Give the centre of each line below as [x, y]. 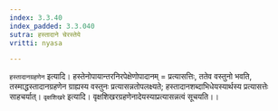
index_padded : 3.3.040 [52, 26]
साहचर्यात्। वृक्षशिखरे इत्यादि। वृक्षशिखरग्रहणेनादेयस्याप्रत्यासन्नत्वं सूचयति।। [114, 97]
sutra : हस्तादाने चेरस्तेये [45, 34]
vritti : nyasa [36, 43]
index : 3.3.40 [36, 18]
